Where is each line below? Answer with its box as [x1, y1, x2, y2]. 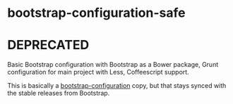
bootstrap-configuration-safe [7, 5, 186, 21]
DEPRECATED [7, 37, 90, 53]
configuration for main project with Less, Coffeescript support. [7, 68, 189, 77]
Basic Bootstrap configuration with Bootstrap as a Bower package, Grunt [7, 60, 219, 69]
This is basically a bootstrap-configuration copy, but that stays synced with [7, 82, 227, 90]
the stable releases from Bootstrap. [7, 89, 110, 98]
